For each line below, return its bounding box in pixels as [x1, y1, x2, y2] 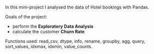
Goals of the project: [5, 14, 47, 19]
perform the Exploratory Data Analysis [12, 23, 94, 29]
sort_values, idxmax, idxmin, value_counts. [5, 44, 93, 49]
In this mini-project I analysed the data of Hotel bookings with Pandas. [5, 4, 150, 10]
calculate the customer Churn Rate [12, 29, 85, 34]
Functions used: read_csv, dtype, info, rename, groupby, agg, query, [5, 38, 146, 44]
